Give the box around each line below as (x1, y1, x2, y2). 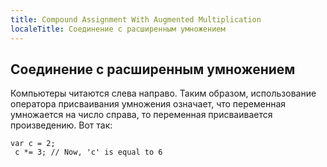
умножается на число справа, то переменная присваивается (10, 109, 273, 121)
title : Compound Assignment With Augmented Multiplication (10, 14, 262, 25)
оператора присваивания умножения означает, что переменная (10, 98, 287, 110)
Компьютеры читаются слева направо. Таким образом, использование (10, 87, 317, 100)
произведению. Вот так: (10, 119, 113, 131)
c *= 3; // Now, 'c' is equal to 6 (14, 147, 163, 158)
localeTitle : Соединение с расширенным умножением (10, 24, 226, 34)
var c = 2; (10, 139, 56, 149)
